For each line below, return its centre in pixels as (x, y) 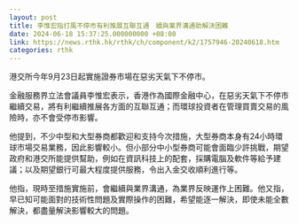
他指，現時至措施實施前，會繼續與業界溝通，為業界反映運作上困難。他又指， (149, 189)
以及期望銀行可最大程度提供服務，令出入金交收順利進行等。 (133, 170)
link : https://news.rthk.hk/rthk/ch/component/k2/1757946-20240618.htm (144, 42)
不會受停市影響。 (71, 118)
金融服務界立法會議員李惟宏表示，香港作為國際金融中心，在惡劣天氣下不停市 (149, 96)
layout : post (33, 17)
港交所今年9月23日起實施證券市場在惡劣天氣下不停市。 (110, 77)
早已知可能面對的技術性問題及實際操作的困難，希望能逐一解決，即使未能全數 (149, 199)
